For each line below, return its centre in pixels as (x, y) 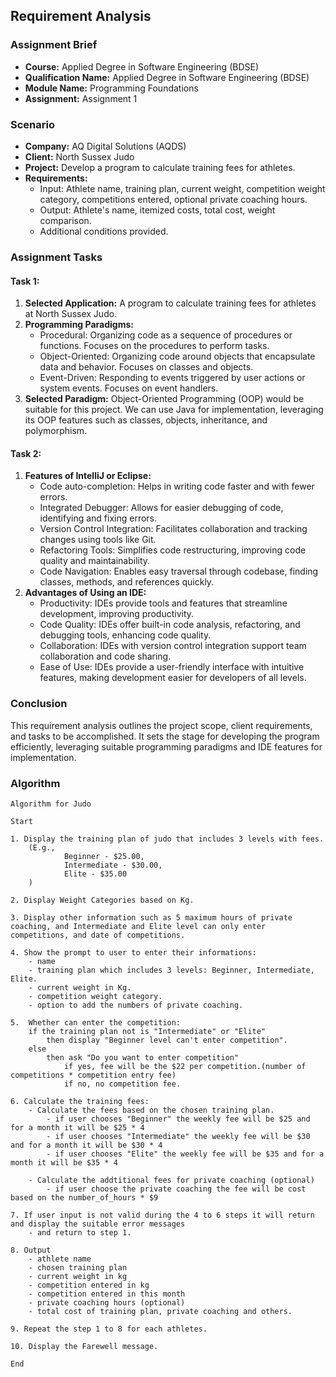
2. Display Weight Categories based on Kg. (102, 900)
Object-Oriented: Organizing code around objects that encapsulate (177, 356)
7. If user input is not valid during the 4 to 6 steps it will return (162, 1215)
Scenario (32, 124)
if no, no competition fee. (122, 1084)
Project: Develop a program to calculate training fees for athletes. (160, 167)
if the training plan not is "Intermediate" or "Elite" (147, 1031)
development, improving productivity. (117, 614)
